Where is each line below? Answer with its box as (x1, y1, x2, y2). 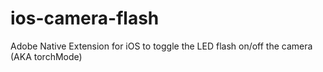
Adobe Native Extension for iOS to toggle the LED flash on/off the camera (10, 40, 313, 52)
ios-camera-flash (10, 7, 160, 30)
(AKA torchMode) (10, 50, 83, 62)
